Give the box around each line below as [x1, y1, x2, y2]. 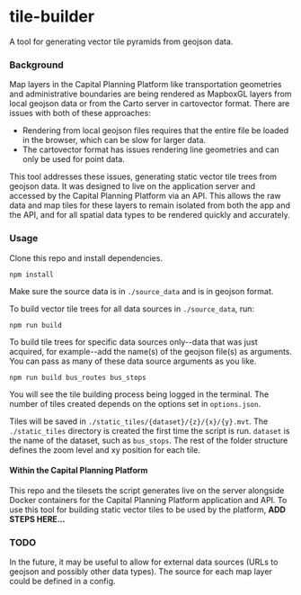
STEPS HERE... [9, 513, 66, 524]
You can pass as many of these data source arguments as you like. [9, 356, 257, 366]
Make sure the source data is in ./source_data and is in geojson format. [9, 285, 274, 296]
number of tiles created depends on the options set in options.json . [9, 398, 261, 409]
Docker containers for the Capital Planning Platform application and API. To [9, 494, 288, 505]
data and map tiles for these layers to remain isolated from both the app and [9, 200, 290, 211]
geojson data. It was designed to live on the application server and [9, 181, 256, 192]
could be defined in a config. [9, 576, 116, 587]
